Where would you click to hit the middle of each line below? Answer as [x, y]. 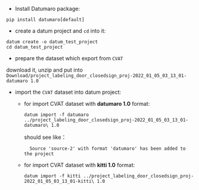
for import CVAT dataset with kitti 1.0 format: [79, 165]
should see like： [45, 137]
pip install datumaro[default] [45, 20]
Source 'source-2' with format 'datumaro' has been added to [108, 149]
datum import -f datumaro [56, 115]
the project [39, 154]
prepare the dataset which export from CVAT [69, 58]
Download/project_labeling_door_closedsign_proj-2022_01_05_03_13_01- [96, 76]
